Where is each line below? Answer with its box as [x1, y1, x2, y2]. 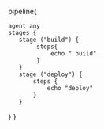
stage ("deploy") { [18, 70, 83, 78]
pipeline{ [8, 7, 37, 16]
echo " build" [50, 50, 97, 58]
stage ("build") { [18, 36, 80, 44]
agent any [8, 22, 41, 30]
